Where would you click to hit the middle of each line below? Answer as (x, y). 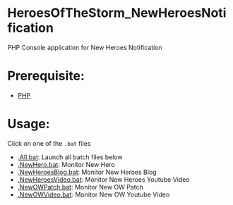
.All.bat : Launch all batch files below (70, 157)
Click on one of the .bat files (49, 143)
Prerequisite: (46, 76)
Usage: (29, 124)
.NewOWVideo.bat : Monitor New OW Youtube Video (94, 194)
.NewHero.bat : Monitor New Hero (66, 164)
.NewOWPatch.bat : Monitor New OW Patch (80, 187)
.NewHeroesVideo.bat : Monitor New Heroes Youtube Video (103, 179)
